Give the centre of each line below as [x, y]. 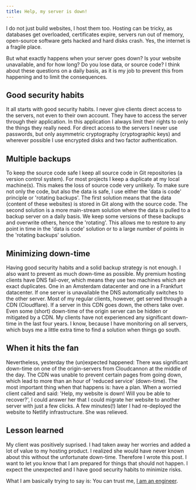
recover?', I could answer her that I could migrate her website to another [93, 399]
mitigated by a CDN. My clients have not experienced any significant [89, 317]
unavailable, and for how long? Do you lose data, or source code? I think [93, 64]
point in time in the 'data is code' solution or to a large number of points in [95, 229]
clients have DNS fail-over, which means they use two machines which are [96, 280]
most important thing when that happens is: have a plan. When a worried [94, 387]
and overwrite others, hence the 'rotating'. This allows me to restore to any [96, 222]
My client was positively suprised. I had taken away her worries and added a [98, 444]
